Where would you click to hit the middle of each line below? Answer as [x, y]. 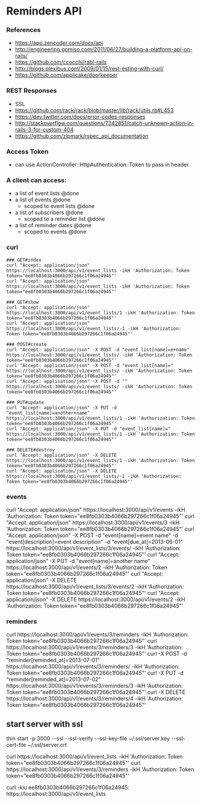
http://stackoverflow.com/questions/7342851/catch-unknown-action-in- [104, 123]
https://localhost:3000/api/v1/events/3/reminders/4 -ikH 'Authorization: [95, 699]
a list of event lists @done [47, 194]
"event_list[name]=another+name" [48, 413]
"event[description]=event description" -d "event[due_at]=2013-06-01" [95, 541]
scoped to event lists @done [59, 206]
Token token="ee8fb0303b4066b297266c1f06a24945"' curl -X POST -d [97, 654]
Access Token [27, 151]
